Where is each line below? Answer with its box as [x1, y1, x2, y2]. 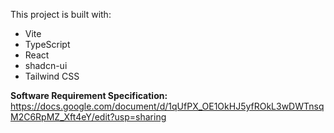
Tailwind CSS [24, 70, 80, 82]
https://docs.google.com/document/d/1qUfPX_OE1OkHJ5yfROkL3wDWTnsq [10, 100, 325, 112]
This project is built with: [10, 9, 112, 20]
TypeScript [24, 39, 71, 50]
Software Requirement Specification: [10, 90, 168, 101]
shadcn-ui [24, 60, 68, 71]
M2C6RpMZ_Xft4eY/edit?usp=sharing [10, 111, 167, 123]
